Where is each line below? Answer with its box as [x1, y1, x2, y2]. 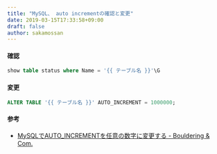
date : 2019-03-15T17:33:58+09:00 [7, 17, 104, 23]
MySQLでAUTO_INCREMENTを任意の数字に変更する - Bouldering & [17, 131, 210, 139]
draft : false [7, 23, 45, 30]
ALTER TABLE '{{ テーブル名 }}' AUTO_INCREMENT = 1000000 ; [7, 99, 176, 106]
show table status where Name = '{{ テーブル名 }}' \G [7, 67, 161, 75]
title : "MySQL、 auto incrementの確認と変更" [7, 10, 134, 17]
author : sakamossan [7, 29, 64, 37]
